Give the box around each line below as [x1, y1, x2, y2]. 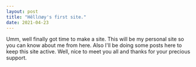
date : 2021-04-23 [6, 19, 49, 25]
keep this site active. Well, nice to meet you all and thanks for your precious [6, 48, 191, 55]
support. [6, 54, 27, 62]
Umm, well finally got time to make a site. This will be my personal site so [6, 36, 185, 43]
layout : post [6, 8, 38, 15]
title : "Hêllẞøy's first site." [6, 14, 87, 20]
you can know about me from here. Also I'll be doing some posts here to [6, 42, 182, 49]
